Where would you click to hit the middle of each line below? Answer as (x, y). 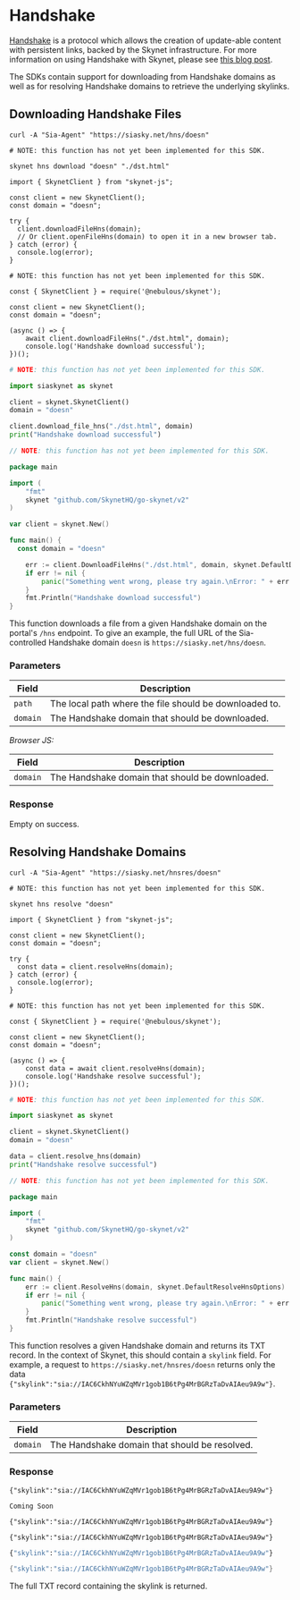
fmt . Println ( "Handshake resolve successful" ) (112, 1320)
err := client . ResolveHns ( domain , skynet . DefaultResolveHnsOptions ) (155, 1287)
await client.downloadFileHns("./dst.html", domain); (127, 338)
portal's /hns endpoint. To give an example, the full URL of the (123, 633)
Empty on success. (45, 824)
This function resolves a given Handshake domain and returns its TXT (137, 1345)
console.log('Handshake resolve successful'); (113, 1076)
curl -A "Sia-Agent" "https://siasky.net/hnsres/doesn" (115, 873)
